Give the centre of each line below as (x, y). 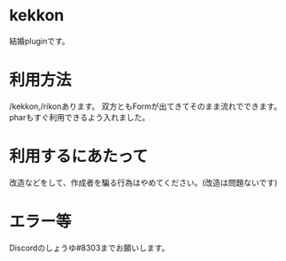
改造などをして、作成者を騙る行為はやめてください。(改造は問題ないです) (143, 182)
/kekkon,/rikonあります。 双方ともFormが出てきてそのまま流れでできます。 (145, 106)
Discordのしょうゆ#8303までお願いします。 (89, 248)
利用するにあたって (79, 157)
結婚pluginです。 (40, 41)
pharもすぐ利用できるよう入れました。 (80, 117)
